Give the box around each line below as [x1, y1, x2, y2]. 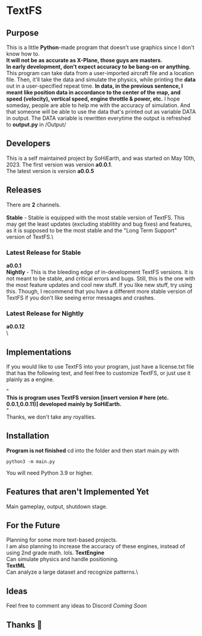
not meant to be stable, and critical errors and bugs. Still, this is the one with [6, 275, 196, 282]
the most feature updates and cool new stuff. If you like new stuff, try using [6, 281, 193, 288]
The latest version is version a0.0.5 [6, 167, 95, 174]
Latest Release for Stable [6, 248, 81, 257]
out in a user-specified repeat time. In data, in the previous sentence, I [6, 82, 183, 90]
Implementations [6, 347, 72, 357]
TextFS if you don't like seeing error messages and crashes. [6, 294, 156, 301]
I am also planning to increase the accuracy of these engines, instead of [6, 543, 186, 550]
